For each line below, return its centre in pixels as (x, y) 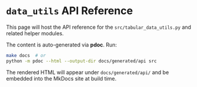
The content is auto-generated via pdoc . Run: (62, 45)
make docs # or (26, 55)
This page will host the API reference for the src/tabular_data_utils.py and (99, 27)
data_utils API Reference (70, 11)
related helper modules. (35, 33)
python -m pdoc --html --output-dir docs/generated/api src (82, 61)
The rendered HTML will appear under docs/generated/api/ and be (88, 72)
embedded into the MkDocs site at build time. (61, 78)
